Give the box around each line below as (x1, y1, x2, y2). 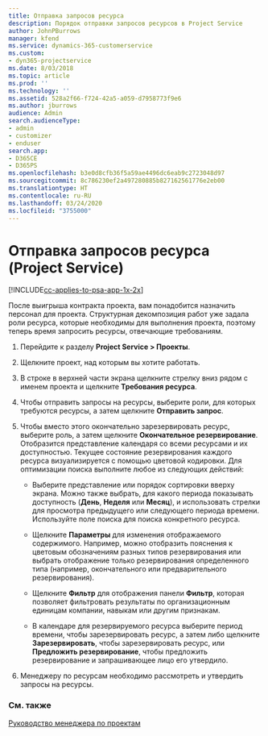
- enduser (8, 139, 42, 148)
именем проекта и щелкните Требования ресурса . (19, 382, 197, 392)
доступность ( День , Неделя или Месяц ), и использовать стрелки (31, 497, 260, 507)
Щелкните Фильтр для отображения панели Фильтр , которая (31, 588, 245, 598)
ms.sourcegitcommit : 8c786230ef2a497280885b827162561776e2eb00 (8, 177, 225, 185)
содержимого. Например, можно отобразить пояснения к (31, 538, 233, 548)
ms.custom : (8, 49, 45, 57)
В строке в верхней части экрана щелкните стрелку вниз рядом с (19, 373, 248, 383)
